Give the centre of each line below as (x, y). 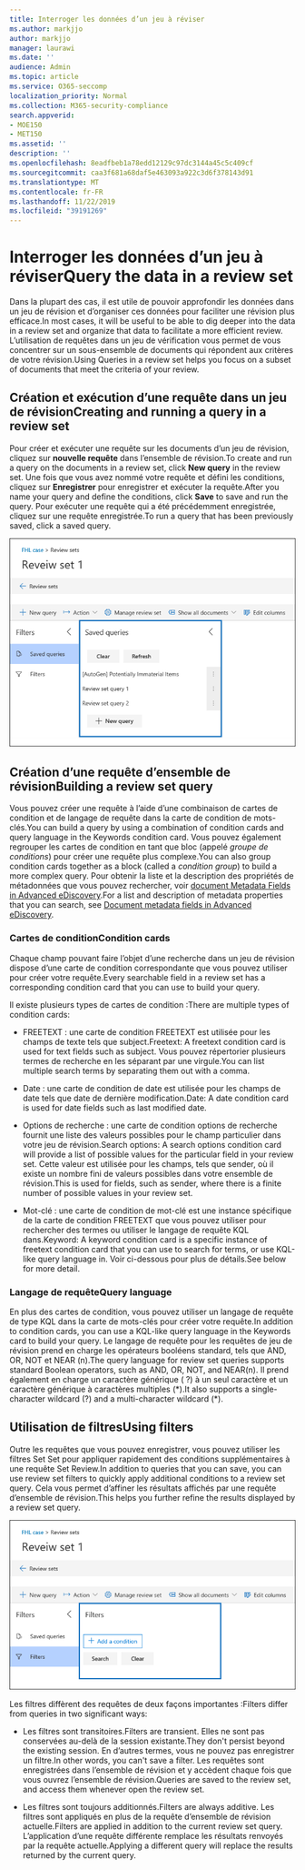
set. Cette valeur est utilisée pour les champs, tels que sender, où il (148, 1163)
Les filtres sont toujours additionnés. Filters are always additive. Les (148, 1807)
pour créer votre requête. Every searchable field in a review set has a (138, 977)
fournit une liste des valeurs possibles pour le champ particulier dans (152, 1135)
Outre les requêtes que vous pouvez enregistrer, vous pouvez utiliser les (145, 1449)
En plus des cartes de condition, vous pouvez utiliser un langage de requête (152, 1312)
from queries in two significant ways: (79, 1714)
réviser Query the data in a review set (151, 276)
